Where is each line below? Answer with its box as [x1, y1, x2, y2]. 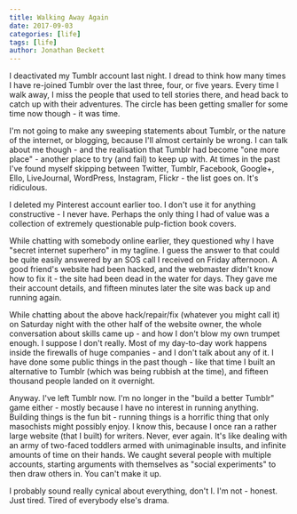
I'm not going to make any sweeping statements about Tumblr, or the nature [9, 125, 286, 136]
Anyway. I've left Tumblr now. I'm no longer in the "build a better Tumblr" [9, 393, 275, 404]
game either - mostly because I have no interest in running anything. [9, 402, 259, 414]
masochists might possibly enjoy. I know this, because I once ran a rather [9, 422, 277, 432]
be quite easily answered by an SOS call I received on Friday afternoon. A [9, 254, 277, 265]
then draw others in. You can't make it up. [9, 469, 162, 479]
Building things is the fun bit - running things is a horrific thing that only [9, 412, 270, 422]
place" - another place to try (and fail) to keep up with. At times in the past [9, 154, 281, 165]
